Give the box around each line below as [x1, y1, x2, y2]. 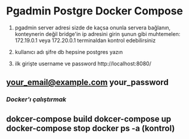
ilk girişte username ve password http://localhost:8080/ [14, 60, 151, 67]
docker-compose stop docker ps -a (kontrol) [6, 123, 175, 133]
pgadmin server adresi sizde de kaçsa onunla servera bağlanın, [14, 24, 171, 31]
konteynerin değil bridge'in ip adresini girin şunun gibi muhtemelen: [14, 30, 181, 37]
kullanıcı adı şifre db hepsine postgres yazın [14, 48, 123, 55]
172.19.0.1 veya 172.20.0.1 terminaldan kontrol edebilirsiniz [14, 37, 156, 44]
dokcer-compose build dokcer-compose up [6, 114, 172, 124]
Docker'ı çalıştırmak [6, 95, 67, 104]
